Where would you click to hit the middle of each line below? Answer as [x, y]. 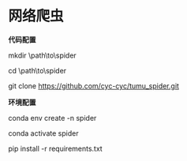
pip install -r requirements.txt [55, 148]
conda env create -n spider [52, 118]
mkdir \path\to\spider [42, 55]
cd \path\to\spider [37, 70]
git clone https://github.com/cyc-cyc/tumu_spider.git [94, 86]
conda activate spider [43, 133]
